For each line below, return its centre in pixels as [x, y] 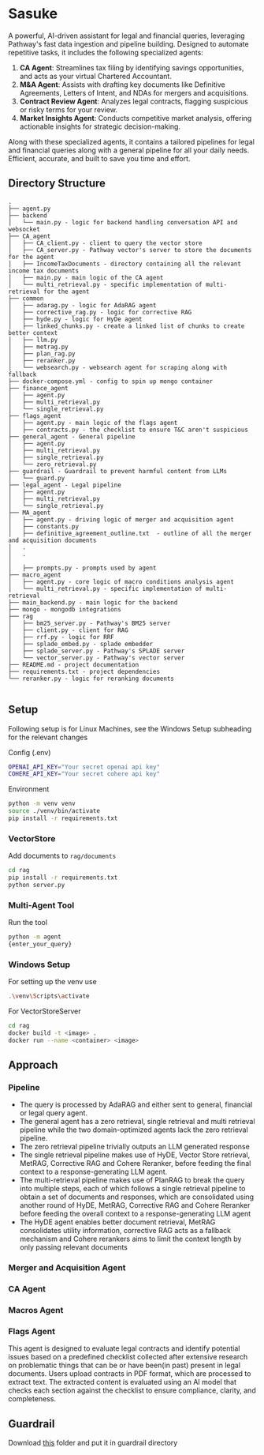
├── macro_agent [35, 575]
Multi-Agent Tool [41, 905]
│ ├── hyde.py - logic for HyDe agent [76, 319]
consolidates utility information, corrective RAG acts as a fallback [125, 1231]
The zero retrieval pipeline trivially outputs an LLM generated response [134, 1147]
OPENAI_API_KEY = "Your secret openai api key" [84, 767]
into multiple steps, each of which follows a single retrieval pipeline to [132, 1189]
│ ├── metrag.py [38, 347]
